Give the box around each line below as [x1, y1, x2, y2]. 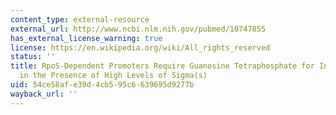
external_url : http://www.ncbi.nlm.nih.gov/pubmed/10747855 [10, 24, 267, 34]
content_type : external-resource [10, 14, 150, 25]
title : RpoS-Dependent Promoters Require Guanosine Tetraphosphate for [10, 61, 315, 71]
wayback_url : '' [10, 89, 78, 99]
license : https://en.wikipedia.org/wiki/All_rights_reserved [10, 42, 271, 53]
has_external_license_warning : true [10, 33, 163, 43]
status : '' [10, 52, 56, 62]
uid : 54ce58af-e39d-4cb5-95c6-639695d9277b [10, 80, 195, 90]
